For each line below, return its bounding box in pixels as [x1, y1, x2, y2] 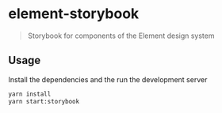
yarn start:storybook [8, 97, 80, 105]
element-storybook [8, 5, 140, 23]
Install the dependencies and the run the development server [8, 74, 208, 84]
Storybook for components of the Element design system [27, 31, 215, 40]
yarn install [8, 90, 52, 98]
